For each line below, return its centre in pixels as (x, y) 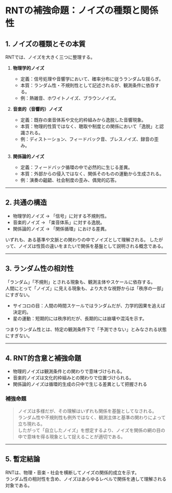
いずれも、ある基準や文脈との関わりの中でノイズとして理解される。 (77, 239)
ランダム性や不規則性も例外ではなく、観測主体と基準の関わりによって (92, 417)
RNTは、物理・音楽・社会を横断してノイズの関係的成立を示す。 (72, 473)
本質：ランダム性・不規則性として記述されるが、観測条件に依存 (88, 85)
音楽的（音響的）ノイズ (37, 109)
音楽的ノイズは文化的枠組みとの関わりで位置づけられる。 (73, 378)
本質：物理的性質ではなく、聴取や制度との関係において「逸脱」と (90, 126)
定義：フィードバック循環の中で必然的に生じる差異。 (77, 167)
